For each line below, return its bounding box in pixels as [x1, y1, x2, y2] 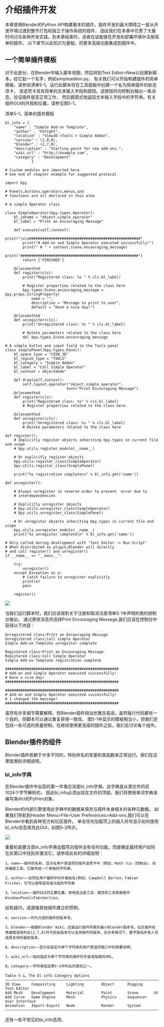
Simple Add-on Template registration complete [5, 658, 102, 663]
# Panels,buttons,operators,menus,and [5, 189, 84, 194]
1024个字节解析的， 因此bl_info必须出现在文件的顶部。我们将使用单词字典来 [5, 789, 158, 795]
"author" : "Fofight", [14, 129, 60, 134]
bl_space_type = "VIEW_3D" [14, 352, 69, 357]
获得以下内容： [5, 622, 35, 628]
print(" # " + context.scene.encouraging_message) [22, 244, 128, 250]
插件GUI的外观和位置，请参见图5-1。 [5, 100, 79, 106]
